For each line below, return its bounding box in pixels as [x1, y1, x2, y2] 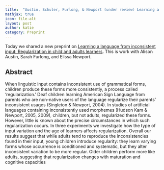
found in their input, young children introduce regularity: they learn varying [5, 138, 156, 144]
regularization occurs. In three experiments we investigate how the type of [5, 122, 156, 128]
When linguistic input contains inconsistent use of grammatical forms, [5, 81, 146, 87]
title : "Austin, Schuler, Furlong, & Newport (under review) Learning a [5, 7, 160, 12]
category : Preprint [5, 30, 45, 35]
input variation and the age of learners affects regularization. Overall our [5, 128, 151, 134]
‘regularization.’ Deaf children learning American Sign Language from [5, 91, 145, 97]
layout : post [5, 21, 32, 26]
